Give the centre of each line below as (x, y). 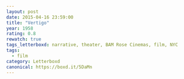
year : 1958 (20, 28)
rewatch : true (24, 39)
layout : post (22, 12)
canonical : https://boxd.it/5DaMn (49, 67)
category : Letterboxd (33, 61)
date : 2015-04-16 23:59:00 (40, 17)
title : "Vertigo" (28, 23)
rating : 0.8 (21, 34)
